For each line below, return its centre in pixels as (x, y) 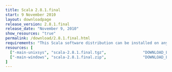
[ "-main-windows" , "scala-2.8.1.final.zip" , (58, 57)
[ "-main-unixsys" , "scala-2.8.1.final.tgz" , (58, 52)
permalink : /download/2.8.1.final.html (48, 39)
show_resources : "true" (31, 33)
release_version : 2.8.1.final (38, 24)
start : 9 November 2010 (31, 15)
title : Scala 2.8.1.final (33, 10)
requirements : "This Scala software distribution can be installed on (82, 43)
